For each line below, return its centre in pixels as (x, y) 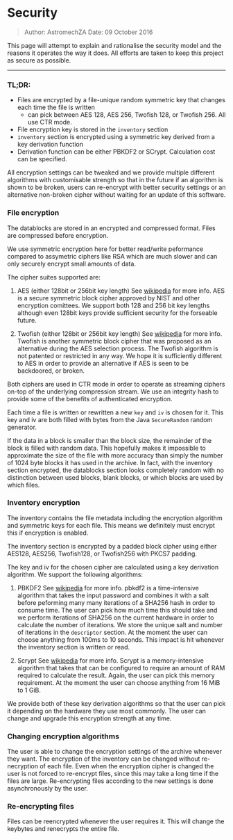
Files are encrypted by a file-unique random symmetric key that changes (121, 100)
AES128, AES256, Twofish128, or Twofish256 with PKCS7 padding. (102, 554)
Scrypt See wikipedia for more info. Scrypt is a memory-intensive (111, 660)
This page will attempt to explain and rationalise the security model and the (114, 45)
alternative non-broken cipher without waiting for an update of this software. (116, 195)
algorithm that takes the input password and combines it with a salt (113, 595)
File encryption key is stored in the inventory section (93, 129)
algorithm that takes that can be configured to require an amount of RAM (121, 668)
